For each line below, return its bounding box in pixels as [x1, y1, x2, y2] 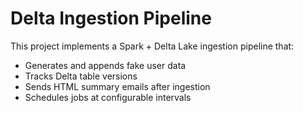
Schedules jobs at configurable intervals [24, 91, 192, 103]
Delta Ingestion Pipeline [10, 7, 212, 30]
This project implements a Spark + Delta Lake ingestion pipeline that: [10, 40, 295, 52]
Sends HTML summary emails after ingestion [24, 80, 211, 92]
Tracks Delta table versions [24, 70, 138, 82]
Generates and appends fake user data [24, 59, 187, 71]
